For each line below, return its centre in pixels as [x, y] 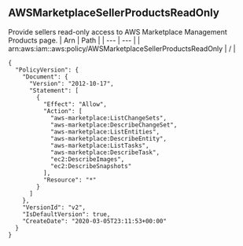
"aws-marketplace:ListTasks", [99, 145]
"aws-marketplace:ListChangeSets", [109, 118]
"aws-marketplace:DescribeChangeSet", [114, 125]
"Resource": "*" [70, 180]
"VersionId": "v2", [54, 207]
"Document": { [45, 77]
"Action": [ [63, 111]
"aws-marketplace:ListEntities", [105, 132]
